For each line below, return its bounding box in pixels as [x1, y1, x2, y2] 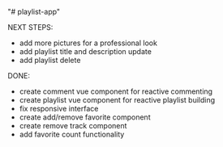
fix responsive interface [19, 104, 99, 113]
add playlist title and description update [19, 47, 152, 56]
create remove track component [19, 121, 127, 130]
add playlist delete [19, 56, 81, 65]
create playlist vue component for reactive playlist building [19, 95, 216, 104]
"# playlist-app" [7, 7, 61, 16]
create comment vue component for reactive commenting [19, 86, 212, 96]
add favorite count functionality [19, 129, 125, 139]
